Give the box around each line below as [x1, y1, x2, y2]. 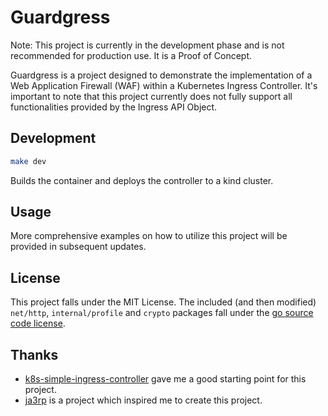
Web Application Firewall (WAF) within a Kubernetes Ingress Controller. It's [10, 79, 318, 91]
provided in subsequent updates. [10, 241, 147, 253]
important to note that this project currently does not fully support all [10, 90, 293, 102]
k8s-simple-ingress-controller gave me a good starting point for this [24, 373, 307, 385]
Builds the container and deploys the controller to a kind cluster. [10, 174, 274, 186]
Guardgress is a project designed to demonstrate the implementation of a [10, 69, 313, 81]
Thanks [10, 346, 59, 363]
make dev [10, 156, 47, 166]
